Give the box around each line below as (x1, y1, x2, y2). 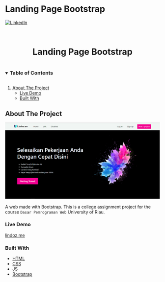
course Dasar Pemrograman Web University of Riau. (5, 209, 105, 215)
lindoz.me (5, 232, 26, 238)
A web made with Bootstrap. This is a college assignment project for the (5, 204, 151, 210)
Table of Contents (9, 70, 53, 76)
